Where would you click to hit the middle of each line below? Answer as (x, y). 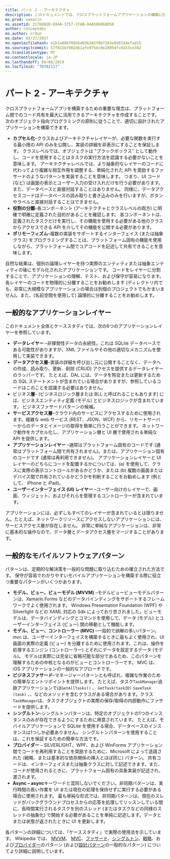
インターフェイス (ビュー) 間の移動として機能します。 (82, 624)
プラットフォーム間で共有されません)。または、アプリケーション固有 (93, 451)
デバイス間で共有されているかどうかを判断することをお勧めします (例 (85, 476)
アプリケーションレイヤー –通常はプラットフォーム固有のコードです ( (84, 445)
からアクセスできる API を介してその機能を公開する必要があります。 (83, 227)
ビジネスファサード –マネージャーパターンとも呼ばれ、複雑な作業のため (87, 675)
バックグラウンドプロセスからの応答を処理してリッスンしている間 (95, 802)
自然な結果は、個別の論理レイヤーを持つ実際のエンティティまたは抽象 (78, 264)
